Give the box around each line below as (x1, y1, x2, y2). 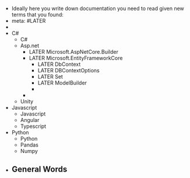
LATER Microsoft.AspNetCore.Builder (29, 48, 118, 55)
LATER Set (37, 73, 63, 80)
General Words (11, 165, 68, 174)
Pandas (20, 141, 39, 148)
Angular (20, 117, 40, 123)
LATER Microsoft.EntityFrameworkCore (29, 55, 123, 61)
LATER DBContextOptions (37, 67, 100, 74)
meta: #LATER (11, 18, 46, 24)
